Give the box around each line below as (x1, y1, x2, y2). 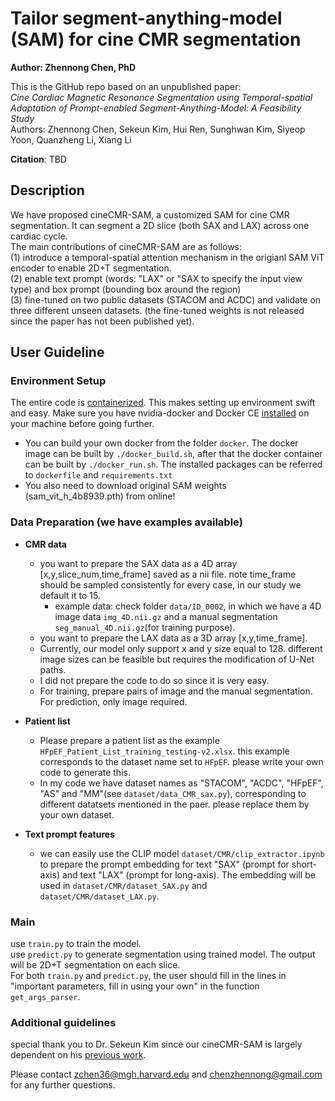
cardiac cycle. (10, 230, 68, 242)
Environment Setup (10, 374, 107, 388)
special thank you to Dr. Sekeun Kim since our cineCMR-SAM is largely (10, 1038, 303, 1051)
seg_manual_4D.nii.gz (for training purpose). (54, 621, 236, 633)
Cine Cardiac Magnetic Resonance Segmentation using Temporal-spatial (10, 91, 313, 103)
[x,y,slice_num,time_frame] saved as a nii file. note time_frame (39, 568, 297, 580)
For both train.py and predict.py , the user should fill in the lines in (10, 970, 287, 982)
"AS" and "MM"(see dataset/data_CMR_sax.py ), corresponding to (39, 787, 307, 799)
